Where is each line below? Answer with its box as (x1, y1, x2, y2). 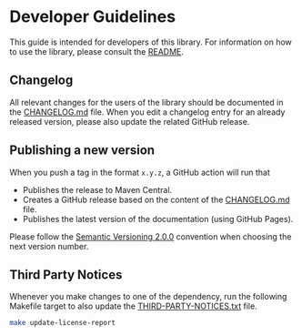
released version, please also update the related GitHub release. (9, 116, 250, 127)
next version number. (9, 240, 89, 251)
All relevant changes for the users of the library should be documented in (9, 97, 284, 107)
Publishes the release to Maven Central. (22, 184, 173, 195)
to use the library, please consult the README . (9, 46, 185, 56)
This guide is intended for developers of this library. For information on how (9, 36, 293, 47)
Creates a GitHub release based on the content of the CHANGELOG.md (22, 194, 290, 205)
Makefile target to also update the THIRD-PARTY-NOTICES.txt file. (9, 300, 257, 311)
